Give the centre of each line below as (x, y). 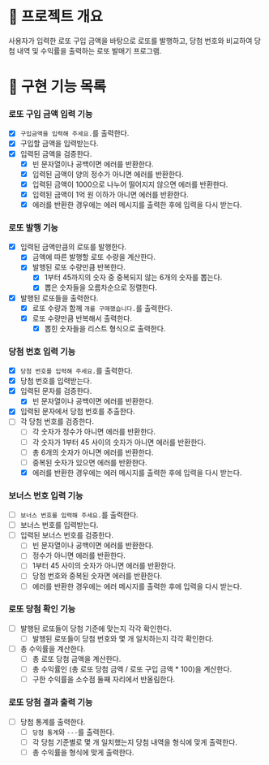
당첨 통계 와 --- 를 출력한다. (73, 732)
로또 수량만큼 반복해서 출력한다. (82, 318)
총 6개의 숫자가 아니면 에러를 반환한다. (93, 452)
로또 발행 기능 (34, 227)
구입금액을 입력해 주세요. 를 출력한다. (75, 133)
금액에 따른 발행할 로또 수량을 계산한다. (94, 257)
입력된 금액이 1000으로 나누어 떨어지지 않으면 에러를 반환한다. (130, 184)
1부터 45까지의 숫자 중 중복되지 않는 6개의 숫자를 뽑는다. (133, 278)
